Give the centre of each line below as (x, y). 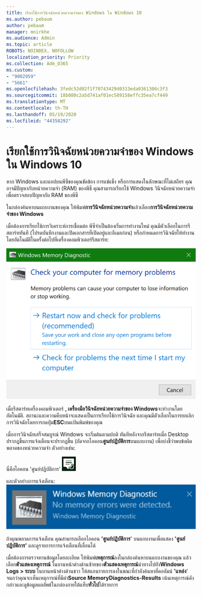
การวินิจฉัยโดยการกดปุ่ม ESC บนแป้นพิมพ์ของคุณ (54, 422)
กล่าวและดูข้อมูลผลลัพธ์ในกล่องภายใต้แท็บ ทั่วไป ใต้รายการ (62, 584)
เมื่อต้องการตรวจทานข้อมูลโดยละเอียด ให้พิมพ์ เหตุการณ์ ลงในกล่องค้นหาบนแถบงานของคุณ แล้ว (99, 557)
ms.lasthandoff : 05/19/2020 (41, 115)
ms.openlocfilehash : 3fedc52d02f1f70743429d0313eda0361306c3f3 (87, 89)
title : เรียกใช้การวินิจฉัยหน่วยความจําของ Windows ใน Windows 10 (74, 13)
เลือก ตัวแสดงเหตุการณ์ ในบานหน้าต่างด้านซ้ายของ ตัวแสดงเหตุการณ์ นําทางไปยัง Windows (95, 564)
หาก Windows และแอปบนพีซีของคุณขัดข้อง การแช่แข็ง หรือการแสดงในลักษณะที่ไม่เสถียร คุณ (99, 181)
